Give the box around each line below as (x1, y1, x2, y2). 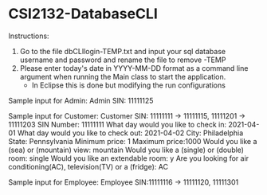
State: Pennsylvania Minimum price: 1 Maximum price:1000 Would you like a (8, 136, 257, 146)
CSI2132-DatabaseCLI (8, 5, 158, 23)
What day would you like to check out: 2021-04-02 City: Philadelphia (17, 128, 244, 138)
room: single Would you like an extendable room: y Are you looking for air (8, 153, 249, 163)
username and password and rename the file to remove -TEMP (19, 55, 226, 64)
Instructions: (8, 31, 49, 41)
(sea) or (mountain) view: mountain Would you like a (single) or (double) (8, 145, 245, 154)
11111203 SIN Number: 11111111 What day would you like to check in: (8, 119, 227, 129)
